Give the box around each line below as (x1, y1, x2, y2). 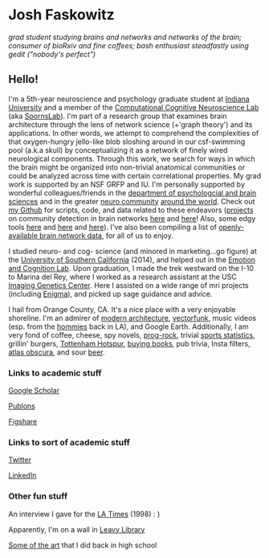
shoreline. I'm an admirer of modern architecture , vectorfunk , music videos (8, 313, 257, 322)
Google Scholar (8, 386, 60, 396)
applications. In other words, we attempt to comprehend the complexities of (8, 128, 259, 137)
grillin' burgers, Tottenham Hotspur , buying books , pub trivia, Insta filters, (8, 338, 251, 348)
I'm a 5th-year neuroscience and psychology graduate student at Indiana (8, 94, 251, 104)
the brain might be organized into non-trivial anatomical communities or (8, 162, 246, 172)
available (8, 231, 39, 240)
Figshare (8, 416, 38, 427)
